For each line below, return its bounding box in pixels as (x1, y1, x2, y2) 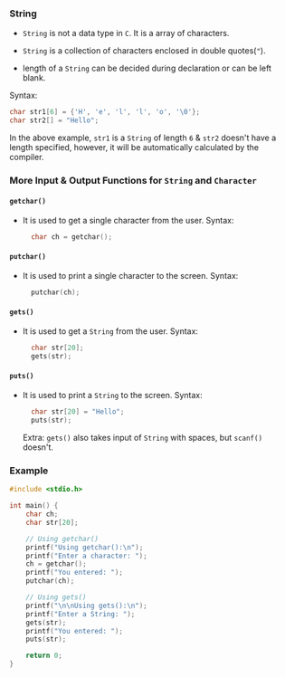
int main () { (9, 501, 59, 510)
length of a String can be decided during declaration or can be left (22, 62, 271, 74)
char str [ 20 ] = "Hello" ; (31, 407, 125, 416)
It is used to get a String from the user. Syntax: (22, 326, 199, 337)
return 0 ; (25, 651, 63, 661)
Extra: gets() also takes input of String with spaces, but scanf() (22, 433, 263, 443)
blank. (22, 72, 46, 83)
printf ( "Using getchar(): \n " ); (25, 542, 144, 552)
